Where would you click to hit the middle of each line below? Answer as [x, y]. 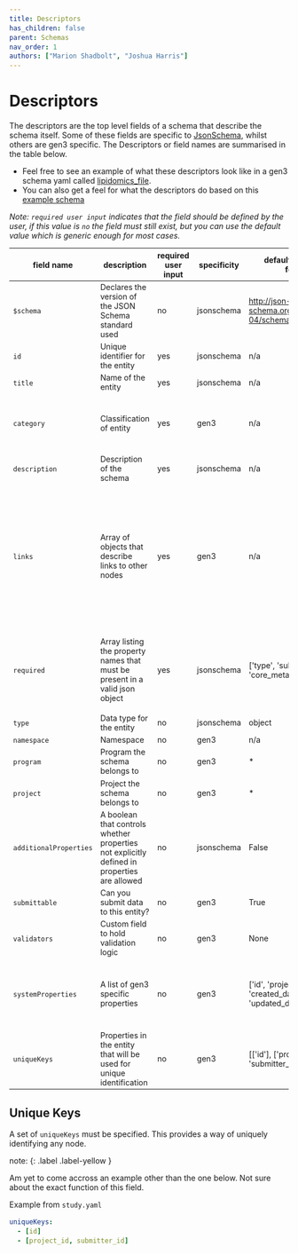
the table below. [39, 154]
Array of [115, 537]
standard [117, 325]
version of [119, 296]
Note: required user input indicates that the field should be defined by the [146, 217]
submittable [35, 903]
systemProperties [45, 995]
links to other [124, 565]
